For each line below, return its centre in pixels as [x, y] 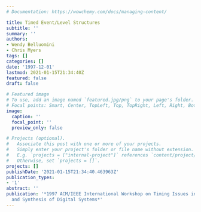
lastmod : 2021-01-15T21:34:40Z [45, 72]
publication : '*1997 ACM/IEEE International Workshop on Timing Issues [97, 194]
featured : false [26, 78]
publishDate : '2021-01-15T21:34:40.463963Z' [63, 172]
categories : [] [25, 61]
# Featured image [28, 94]
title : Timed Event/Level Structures [53, 22]
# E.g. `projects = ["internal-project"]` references [77, 155]
